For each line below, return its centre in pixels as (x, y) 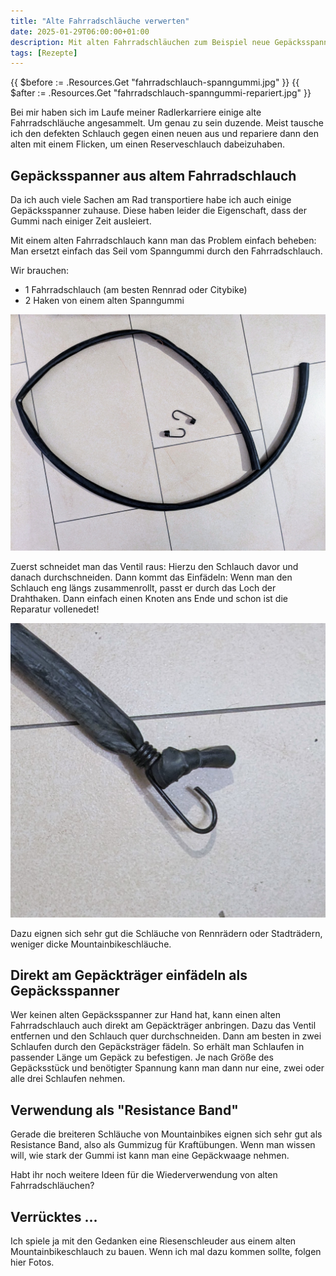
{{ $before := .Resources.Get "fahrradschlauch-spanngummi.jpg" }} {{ (155, 82)
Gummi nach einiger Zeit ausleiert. (81, 221)
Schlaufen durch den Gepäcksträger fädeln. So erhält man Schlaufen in (157, 1047)
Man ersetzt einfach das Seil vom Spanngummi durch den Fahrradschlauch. (166, 251)
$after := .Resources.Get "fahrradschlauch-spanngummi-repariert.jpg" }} (161, 93)
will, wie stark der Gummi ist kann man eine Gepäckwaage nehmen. (150, 1156)
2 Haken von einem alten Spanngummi (104, 301)
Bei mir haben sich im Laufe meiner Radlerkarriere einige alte (136, 112)
